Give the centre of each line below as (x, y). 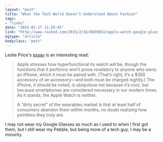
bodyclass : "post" (24, 41)
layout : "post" (20, 9)
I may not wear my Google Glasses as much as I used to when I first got (77, 124)
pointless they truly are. (41, 115)
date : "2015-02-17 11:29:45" (34, 28)
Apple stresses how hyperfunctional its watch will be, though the (81, 64)
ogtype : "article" (24, 37)
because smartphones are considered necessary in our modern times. (87, 90)
